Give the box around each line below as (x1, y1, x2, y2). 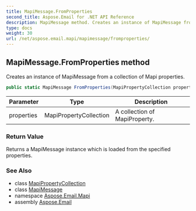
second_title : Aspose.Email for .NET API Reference (6, 14, 134, 20)
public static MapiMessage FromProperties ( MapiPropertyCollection (6, 84, 171, 90)
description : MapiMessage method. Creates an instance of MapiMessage (6, 19, 181, 25)
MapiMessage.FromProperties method (6, 57, 150, 67)
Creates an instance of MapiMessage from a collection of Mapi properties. (6, 73, 185, 80)
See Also (6, 166, 32, 175)
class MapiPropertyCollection (14, 180, 86, 187)
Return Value (6, 132, 44, 141)
